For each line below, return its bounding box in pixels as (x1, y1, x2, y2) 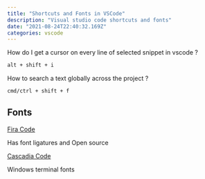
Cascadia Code (7, 151, 51, 160)
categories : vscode (7, 29, 64, 37)
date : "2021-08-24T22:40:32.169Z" (7, 23, 107, 30)
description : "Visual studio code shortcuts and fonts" (7, 17, 172, 23)
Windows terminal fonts (7, 165, 75, 173)
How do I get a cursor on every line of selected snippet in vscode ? (7, 48, 199, 57)
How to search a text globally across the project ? (7, 74, 149, 83)
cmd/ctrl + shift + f (7, 88, 70, 95)
